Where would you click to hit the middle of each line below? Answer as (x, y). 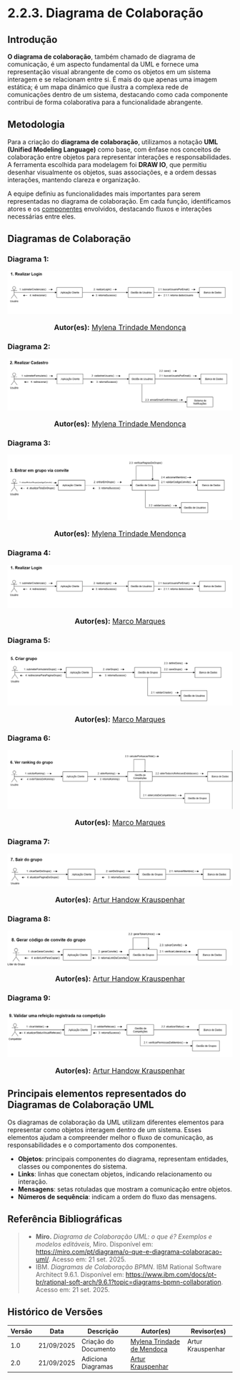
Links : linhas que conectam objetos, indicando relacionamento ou (115, 1174)
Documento (99, 1349)
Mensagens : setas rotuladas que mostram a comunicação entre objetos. (125, 1189)
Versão (21, 1331)
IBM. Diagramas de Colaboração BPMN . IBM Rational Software (129, 1266)
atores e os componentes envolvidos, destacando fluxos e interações (110, 209)
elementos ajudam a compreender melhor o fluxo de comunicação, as (110, 1137)
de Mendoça (149, 1349)
